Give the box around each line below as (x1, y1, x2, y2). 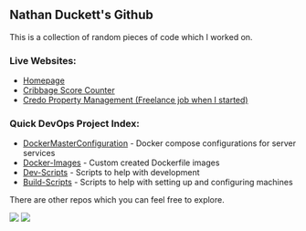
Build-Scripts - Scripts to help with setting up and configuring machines (22, 177, 294, 188)
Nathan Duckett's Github (9, 7, 153, 23)
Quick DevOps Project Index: (9, 118, 140, 131)
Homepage (22, 75, 66, 86)
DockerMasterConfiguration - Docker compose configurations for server (22, 138, 297, 149)
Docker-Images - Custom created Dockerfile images (22, 157, 220, 168)
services (22, 148, 56, 159)
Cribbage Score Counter (22, 85, 116, 96)
